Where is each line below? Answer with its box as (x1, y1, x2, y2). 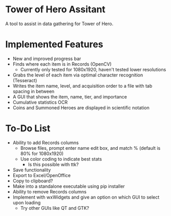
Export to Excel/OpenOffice (12, 172, 71, 178)
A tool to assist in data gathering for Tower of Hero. (5, 21, 114, 27)
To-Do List (5, 123, 51, 134)
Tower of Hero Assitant (5, 4, 106, 15)
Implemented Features (5, 38, 103, 50)
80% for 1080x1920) (20, 150, 64, 156)
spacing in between (12, 88, 55, 94)
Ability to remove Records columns (12, 188, 87, 194)
